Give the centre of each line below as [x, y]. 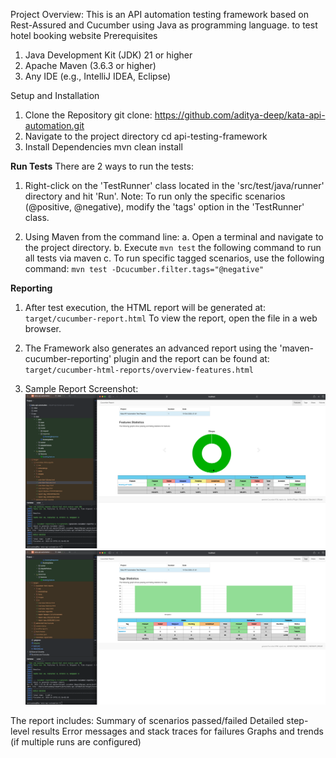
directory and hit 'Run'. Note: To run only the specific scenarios [155, 196]
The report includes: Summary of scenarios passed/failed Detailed [147, 721]
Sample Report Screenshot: [81, 388]
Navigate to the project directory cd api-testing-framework [146, 136]
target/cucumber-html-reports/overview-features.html [139, 370]
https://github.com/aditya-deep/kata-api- [240, 115]
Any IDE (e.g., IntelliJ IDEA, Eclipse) [98, 76]
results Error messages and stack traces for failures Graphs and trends [177, 731]
